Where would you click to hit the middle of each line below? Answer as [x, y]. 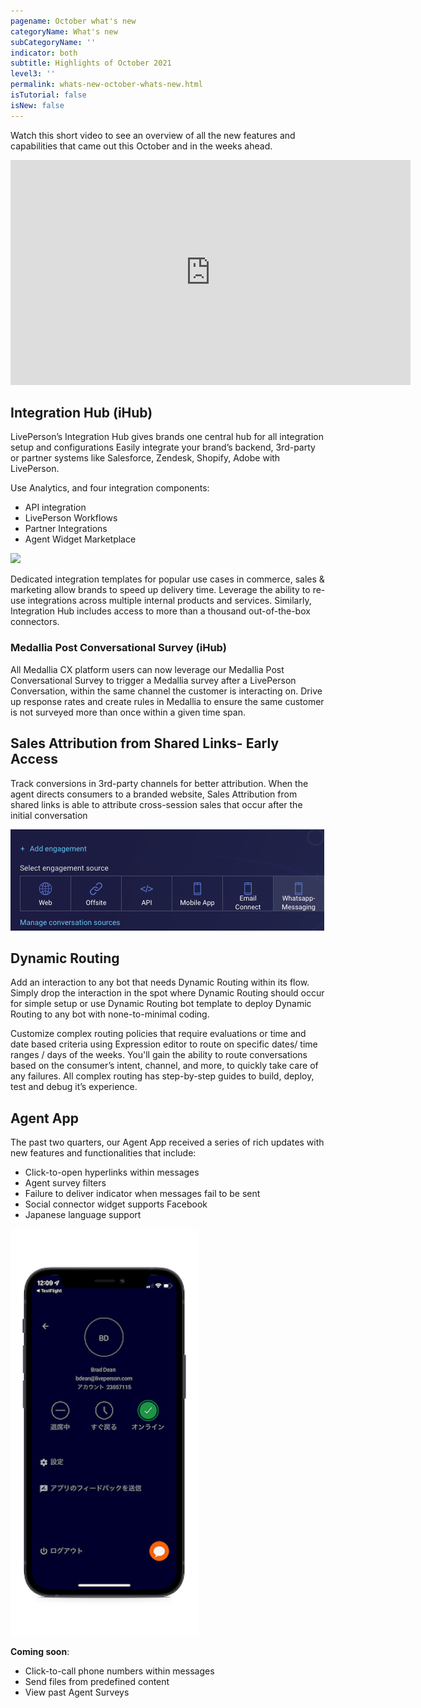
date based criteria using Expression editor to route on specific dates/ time [164, 1044]
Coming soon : [40, 1652]
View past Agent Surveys [77, 1692]
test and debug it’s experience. [74, 1087]
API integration [55, 507]
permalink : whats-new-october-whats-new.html [106, 85]
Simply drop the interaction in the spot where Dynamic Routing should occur [167, 993]
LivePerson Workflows [71, 518]
